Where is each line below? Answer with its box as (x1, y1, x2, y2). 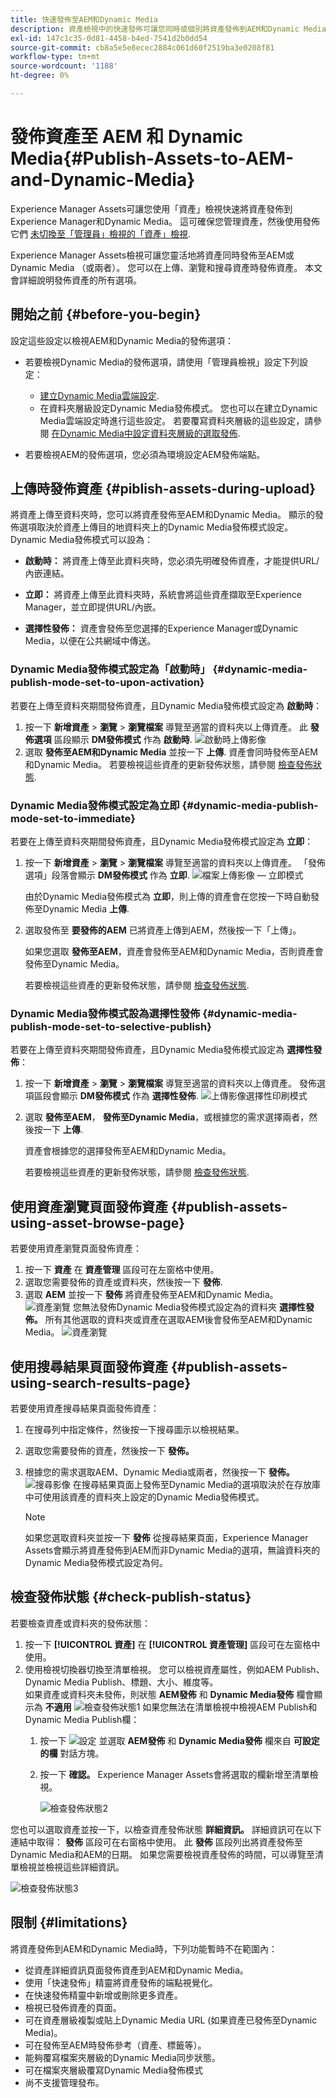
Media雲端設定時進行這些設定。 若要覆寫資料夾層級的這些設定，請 (39, 414, 314, 426)
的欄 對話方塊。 (39, 1747, 105, 1759)
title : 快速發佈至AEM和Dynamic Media (10, 14, 159, 25)
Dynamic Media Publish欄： (24, 1713, 140, 1725)
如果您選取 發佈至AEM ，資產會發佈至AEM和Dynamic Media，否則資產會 (24, 946, 324, 958)
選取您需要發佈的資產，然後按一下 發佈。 (24, 1444, 195, 1456)
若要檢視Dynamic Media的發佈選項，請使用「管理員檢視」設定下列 (24, 356, 300, 368)
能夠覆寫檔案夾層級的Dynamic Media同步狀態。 (24, 2051, 222, 2063)
